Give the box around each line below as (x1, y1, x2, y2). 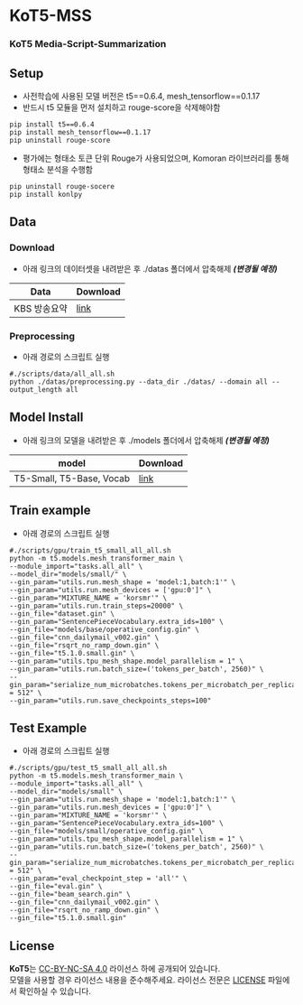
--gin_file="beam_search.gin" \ (9, 890, 131, 899)
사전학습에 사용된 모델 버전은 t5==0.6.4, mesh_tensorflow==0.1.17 (22, 90, 261, 101)
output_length (9, 385, 63, 394)
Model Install (9, 410, 84, 425)
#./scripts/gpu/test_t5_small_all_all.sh (9, 764, 168, 773)
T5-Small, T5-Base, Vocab (14, 471, 131, 484)
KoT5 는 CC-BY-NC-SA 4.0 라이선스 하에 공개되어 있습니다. (9, 963, 221, 974)
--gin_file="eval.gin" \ (9, 882, 103, 891)
